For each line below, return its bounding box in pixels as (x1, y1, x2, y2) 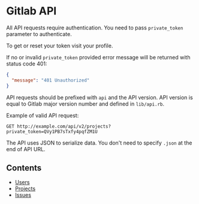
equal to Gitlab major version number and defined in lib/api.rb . (6, 100, 165, 107)
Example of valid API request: (6, 112, 79, 119)
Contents (6, 163, 42, 173)
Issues (14, 191, 32, 199)
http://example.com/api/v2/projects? (17, 123, 111, 130)
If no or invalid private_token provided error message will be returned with (6, 53, 191, 61)
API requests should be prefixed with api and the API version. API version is (6, 94, 193, 101)
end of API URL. (6, 145, 46, 152)
